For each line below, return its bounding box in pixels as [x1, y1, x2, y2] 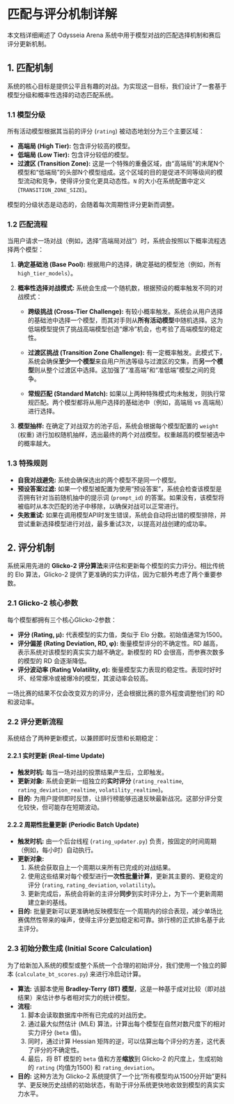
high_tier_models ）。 [17, 269, 77, 277]
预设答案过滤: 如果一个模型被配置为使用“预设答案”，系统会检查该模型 [17, 484, 216, 493]
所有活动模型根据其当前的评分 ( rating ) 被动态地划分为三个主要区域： [7, 127, 205, 136]
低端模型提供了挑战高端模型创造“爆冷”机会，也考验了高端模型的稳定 [27, 325, 223, 333]
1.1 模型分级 [7, 110, 46, 119]
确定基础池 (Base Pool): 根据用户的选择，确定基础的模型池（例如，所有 [17, 260, 221, 269]
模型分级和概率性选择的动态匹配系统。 [7, 90, 117, 99]
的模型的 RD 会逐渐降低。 [17, 656, 91, 664]
